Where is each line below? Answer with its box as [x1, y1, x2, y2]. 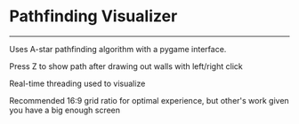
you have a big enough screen [9, 105, 121, 115]
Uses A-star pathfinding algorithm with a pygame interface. [9, 43, 227, 54]
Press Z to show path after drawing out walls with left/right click [9, 60, 243, 72]
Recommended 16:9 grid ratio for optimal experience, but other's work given [9, 95, 289, 105]
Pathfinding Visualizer [9, 6, 178, 27]
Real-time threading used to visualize [9, 78, 146, 89]
